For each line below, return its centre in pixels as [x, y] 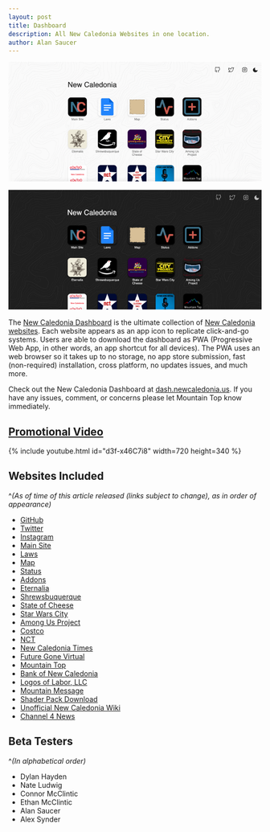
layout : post [30, 17]
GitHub [32, 519]
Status [31, 571]
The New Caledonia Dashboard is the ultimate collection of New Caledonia [132, 322]
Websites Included [56, 476]
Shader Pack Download [59, 699]
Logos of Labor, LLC [53, 682]
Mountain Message [52, 691]
